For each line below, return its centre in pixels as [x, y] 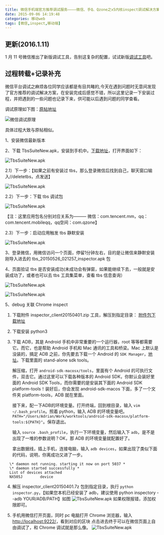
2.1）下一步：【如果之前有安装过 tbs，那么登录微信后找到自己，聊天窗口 [77, 170]
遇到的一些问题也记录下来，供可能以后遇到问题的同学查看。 [82, 99]
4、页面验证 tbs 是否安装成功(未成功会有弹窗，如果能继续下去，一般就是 [78, 269]
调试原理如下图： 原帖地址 [31, 109]
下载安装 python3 [30, 331]
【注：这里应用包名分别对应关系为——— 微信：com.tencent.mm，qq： [77, 216]
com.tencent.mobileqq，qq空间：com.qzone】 [52, 222]
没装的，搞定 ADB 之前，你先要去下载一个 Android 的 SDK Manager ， [80, 354]
